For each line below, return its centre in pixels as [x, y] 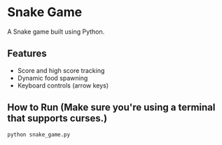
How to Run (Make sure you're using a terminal [111, 108]
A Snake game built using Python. [56, 32]
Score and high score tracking [61, 70]
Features [27, 54]
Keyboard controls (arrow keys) [63, 85]
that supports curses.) [57, 119]
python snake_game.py [39, 134]
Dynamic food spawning [53, 78]
